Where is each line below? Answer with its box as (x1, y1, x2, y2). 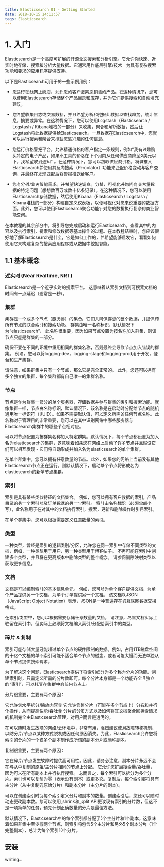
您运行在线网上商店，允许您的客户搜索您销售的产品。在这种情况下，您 (12, 89, 154, 95)
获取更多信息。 (5, 561, 35, 567)
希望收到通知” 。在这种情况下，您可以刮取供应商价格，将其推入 (25, 159, 152, 164)
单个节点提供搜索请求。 (5, 659, 52, 664)
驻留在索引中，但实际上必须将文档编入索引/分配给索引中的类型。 (5, 621, 135, 627)
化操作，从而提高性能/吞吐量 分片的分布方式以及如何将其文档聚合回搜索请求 (5, 708, 158, 714)
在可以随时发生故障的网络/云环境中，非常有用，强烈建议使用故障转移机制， (5, 725, 157, 730)
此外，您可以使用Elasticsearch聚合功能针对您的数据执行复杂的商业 (20, 206, 155, 212)
